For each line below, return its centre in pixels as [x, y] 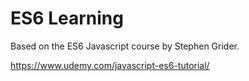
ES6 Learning [67, 18]
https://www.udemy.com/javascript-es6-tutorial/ [110, 65]
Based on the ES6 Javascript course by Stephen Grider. [125, 46]
